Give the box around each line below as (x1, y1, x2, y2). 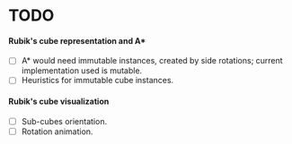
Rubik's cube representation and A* (8, 35, 146, 46)
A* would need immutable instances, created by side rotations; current (21, 55, 284, 66)
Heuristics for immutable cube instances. (21, 75, 174, 86)
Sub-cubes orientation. (21, 115, 108, 126)
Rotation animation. (21, 126, 93, 137)
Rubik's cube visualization (8, 96, 110, 107)
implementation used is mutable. (21, 65, 143, 76)
